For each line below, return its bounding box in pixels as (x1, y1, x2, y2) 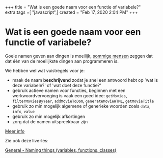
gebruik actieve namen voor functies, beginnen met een (12, 88, 126, 93)
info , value (12, 108, 35, 114)
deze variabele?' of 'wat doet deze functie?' (12, 82, 102, 88)
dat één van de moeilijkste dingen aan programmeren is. (5, 58, 119, 64)
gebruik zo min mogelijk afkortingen (12, 113, 85, 119)
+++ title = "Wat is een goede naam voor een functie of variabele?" (5, 4, 141, 10)
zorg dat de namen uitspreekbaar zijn (12, 118, 88, 124)
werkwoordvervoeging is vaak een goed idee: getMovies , (12, 92, 127, 98)
